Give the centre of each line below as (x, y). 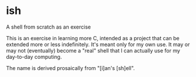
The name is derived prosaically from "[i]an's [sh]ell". (70, 68)
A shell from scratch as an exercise (48, 27)
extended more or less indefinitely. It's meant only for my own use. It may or (98, 44)
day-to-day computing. (34, 57)
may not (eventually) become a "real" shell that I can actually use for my (93, 50)
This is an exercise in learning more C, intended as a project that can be (93, 38)
